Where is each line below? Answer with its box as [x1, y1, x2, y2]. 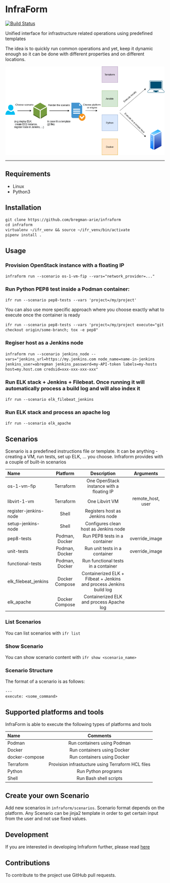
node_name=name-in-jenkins [98, 357, 155, 362]
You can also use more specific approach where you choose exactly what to [5, 306, 164, 313]
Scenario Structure [5, 667, 53, 674]
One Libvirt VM [87, 498, 119, 504]
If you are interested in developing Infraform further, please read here [5, 844, 150, 850]
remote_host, [132, 495, 160, 501]
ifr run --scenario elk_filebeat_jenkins [5, 397, 94, 402]
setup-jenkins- [7, 520, 40, 526]
